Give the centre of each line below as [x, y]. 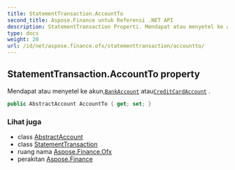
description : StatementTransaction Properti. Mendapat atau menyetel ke [115, 26]
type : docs [23, 33]
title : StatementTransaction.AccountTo [65, 14]
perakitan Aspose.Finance [55, 159]
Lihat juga [24, 121]
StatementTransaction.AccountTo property [104, 74]
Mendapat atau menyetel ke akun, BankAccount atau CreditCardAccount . [109, 91]
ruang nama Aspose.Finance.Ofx [64, 151]
